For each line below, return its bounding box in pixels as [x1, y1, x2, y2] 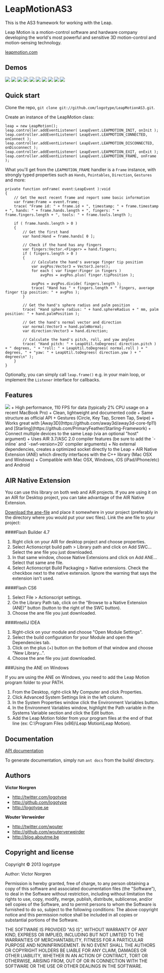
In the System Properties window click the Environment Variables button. [12, 700, 159, 706]
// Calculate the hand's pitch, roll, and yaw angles [23, 337, 135, 342]
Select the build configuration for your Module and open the [12, 634, 134, 640]
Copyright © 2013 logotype [5, 861, 60, 867]
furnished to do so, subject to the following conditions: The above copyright [5, 906, 158, 913]
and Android [5, 462, 30, 468]
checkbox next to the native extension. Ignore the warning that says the [12, 570, 157, 576]
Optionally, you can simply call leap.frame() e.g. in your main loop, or [5, 371, 145, 377]
